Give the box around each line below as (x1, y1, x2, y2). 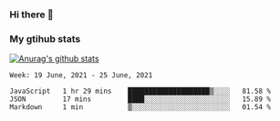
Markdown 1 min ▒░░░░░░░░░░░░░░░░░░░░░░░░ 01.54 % (9, 103, 272, 112)
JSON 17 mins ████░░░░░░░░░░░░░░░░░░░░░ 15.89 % (9, 95, 272, 104)
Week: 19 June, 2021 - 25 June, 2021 (9, 71, 153, 80)
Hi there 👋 (9, 8, 55, 21)
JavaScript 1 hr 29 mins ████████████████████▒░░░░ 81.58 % (9, 86, 272, 96)
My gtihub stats (9, 32, 81, 45)
